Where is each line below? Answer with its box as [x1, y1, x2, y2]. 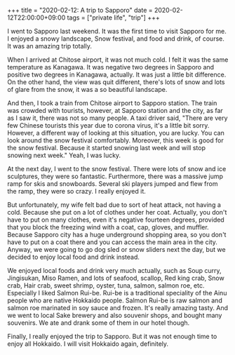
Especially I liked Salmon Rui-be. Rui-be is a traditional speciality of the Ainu [7, 289, 227, 297]
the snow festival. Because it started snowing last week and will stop [7, 144, 206, 152]
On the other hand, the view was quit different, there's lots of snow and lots [7, 78, 225, 86]
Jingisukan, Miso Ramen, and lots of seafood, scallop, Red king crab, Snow [7, 274, 224, 282]
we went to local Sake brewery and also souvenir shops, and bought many [7, 312, 222, 319]
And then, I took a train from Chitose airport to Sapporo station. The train [7, 99, 217, 107]
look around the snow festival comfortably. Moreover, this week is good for [7, 136, 224, 145]
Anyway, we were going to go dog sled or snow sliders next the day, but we [7, 246, 226, 253]
